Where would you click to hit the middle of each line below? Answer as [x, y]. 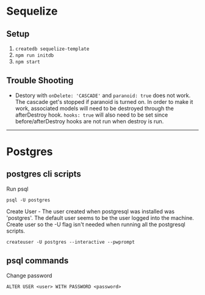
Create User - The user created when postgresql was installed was [91, 211]
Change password [29, 275]
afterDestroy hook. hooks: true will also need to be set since [92, 115]
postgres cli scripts [44, 174]
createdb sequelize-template [52, 49]
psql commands [38, 261]
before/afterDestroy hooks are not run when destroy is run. [89, 121]
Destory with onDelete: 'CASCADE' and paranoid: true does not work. [103, 95]
